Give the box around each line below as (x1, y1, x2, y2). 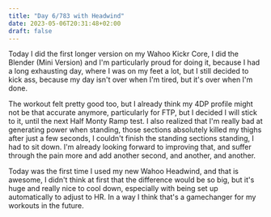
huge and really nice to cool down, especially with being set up (8, 184, 218, 194)
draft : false (8, 27, 53, 35)
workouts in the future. (8, 201, 85, 211)
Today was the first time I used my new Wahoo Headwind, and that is (8, 167, 239, 177)
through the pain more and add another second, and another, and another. (8, 151, 256, 160)
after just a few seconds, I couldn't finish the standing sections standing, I (8, 134, 255, 143)
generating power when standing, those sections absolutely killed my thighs (8, 125, 262, 134)
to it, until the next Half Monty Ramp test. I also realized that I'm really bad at (8, 117, 263, 126)
